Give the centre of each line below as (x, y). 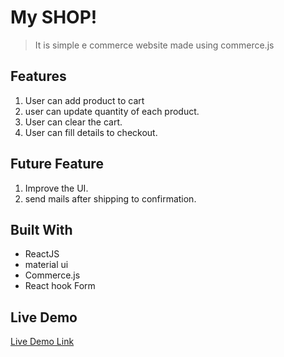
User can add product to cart (84, 100)
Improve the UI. (56, 188)
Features (38, 76)
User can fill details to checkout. (91, 132)
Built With (41, 229)
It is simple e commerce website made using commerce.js (154, 45)
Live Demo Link (42, 342)
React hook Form (60, 286)
